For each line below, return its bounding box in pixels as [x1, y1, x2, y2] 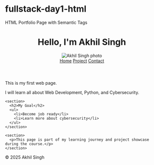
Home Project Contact [59, 57, 104, 64]
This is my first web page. [5, 80, 57, 86]
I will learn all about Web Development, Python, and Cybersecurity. [5, 89, 139, 95]
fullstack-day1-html [5, 3, 87, 15]
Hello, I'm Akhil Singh [38, 37, 126, 48]
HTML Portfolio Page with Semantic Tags [5, 19, 88, 25]
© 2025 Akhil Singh [5, 154, 45, 160]
